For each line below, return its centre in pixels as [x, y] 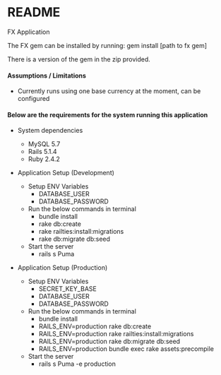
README [34, 12]
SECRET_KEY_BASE [67, 289]
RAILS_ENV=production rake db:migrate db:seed [109, 341]
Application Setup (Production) [62, 268]
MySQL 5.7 [44, 144]
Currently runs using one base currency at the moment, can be [109, 91]
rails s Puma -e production [77, 364]
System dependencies [50, 131]
